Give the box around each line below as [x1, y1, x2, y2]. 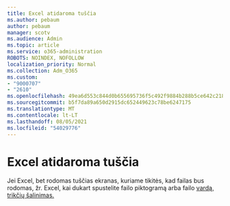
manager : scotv [7, 29, 51, 36]
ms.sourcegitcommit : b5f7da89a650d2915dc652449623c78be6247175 [7, 99, 192, 106]
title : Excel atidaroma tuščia [7, 10, 97, 17]
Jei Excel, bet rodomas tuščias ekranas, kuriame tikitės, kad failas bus [7, 177, 205, 185]
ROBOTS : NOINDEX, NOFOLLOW [7, 55, 84, 62]
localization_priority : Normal [7, 61, 97, 68]
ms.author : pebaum [7, 16, 60, 23]
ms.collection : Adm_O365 [7, 67, 78, 74]
